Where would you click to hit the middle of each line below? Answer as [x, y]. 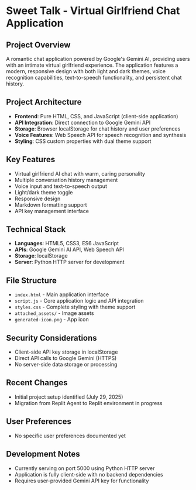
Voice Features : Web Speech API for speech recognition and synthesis [100, 135]
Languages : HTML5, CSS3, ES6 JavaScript [66, 244]
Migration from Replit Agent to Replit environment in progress [88, 403]
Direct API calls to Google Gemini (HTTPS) [66, 358]
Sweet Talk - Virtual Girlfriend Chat [93, 11]
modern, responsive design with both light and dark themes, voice [86, 71]
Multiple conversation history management [66, 180]
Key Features [31, 160]
